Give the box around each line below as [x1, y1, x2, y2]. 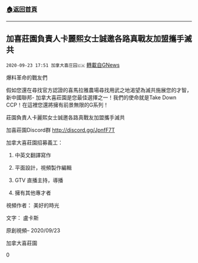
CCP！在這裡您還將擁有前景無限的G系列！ [6, 102, 109, 109]
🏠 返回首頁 [6, 5, 38, 13]
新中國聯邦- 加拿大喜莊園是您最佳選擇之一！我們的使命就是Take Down [6, 94, 177, 101]
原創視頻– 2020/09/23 [6, 227, 61, 234]
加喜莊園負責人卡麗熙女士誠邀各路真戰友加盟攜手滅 [6, 34, 192, 44]
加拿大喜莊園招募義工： [6, 139, 63, 146]
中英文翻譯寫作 [14, 152, 51, 159]
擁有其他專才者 [14, 189, 51, 196]
